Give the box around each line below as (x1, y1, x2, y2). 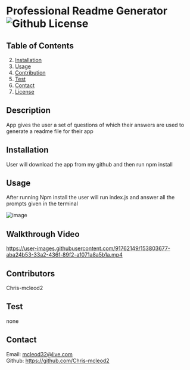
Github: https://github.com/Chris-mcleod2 (6, 357, 110, 364)
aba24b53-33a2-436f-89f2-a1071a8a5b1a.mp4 (6, 251, 123, 258)
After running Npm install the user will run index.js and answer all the (6, 194, 175, 201)
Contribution (14, 69, 46, 76)
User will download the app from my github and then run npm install (6, 161, 173, 168)
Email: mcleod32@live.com (6, 350, 73, 357)
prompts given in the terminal (6, 200, 79, 207)
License (14, 88, 35, 95)
